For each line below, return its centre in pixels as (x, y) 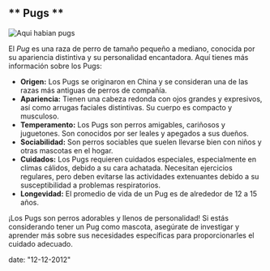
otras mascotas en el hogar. (66, 150)
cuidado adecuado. (41, 243)
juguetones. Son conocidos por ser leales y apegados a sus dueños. (134, 133)
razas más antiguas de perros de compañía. (94, 90)
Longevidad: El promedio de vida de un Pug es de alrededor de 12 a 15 (139, 193)
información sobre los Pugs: (56, 66)
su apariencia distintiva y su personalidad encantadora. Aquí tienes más (129, 57)
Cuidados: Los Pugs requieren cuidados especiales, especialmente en (138, 159)
